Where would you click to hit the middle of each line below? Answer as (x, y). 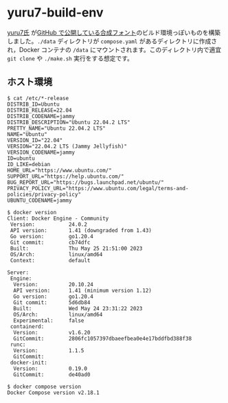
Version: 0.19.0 (50, 369)
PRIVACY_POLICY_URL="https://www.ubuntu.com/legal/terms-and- (98, 188)
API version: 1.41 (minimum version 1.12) (83, 290)
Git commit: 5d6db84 (52, 302)
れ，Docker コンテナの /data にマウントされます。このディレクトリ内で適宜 (114, 49)
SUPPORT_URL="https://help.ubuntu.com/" (66, 176)
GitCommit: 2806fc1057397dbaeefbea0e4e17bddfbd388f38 (103, 338)
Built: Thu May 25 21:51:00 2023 (76, 249)
